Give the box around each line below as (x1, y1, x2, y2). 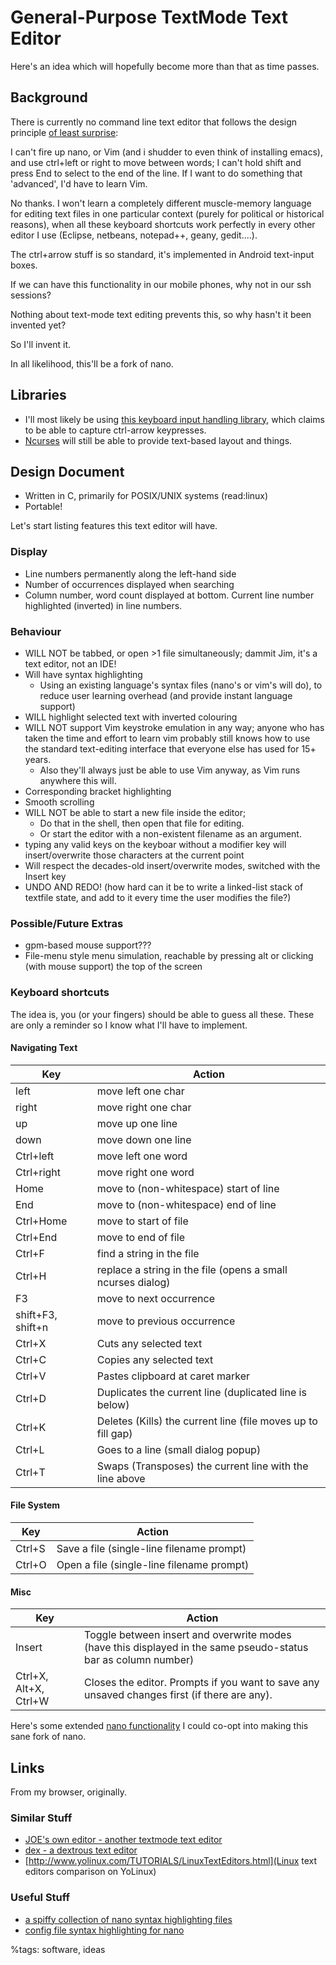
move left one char (96, 1084, 185, 1098)
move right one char (96, 1100, 192, 1114)
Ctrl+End (15, 1230, 58, 1244)
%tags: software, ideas (10, 1943, 106, 1955)
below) (96, 1397, 130, 1411)
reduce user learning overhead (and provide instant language (39, 689, 293, 701)
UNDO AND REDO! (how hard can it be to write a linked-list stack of (24, 881, 304, 893)
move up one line (96, 1116, 178, 1130)
